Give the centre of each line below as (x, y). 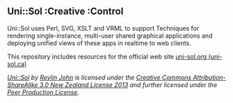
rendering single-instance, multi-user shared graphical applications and (110, 35)
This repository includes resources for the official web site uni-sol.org (107, 56)
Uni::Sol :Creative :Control (65, 11)
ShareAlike (23, 85)
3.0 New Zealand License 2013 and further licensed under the (128, 85)
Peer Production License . (43, 92)
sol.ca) (17, 64)
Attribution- (209, 77)
